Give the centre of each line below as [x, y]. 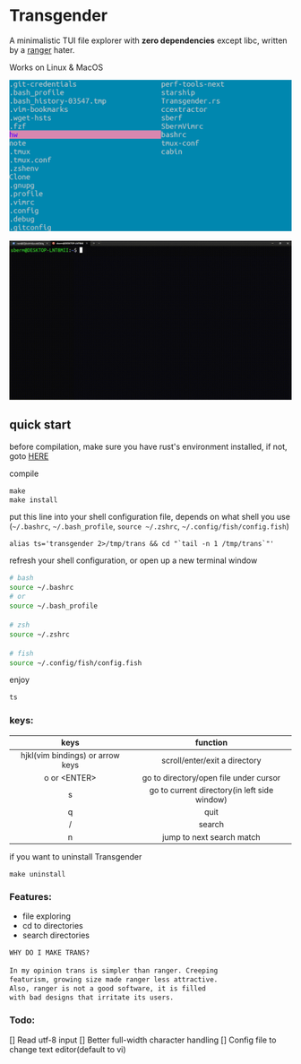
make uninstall [38, 875]
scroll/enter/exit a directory [211, 760]
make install [34, 500]
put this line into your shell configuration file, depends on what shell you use [150, 516]
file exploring [47, 916]
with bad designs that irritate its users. [92, 998]
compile [24, 473]
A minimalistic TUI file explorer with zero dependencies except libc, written [149, 40]
